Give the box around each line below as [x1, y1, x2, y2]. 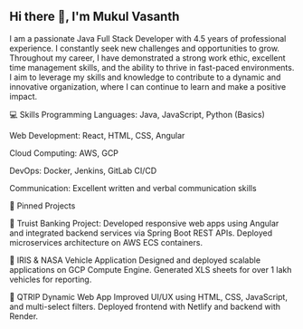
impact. [9, 91, 38, 102]
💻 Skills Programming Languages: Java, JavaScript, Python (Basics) [9, 109, 265, 120]
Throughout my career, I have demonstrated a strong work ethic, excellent [9, 52, 287, 63]
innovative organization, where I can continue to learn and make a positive [9, 81, 287, 92]
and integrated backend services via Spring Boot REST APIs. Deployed [9, 227, 273, 238]
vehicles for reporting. [9, 274, 92, 285]
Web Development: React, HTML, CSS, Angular [9, 130, 185, 140]
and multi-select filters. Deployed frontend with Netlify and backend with [9, 301, 281, 312]
